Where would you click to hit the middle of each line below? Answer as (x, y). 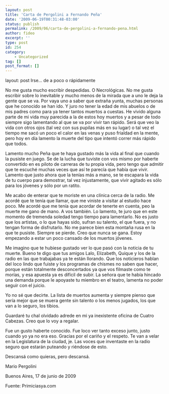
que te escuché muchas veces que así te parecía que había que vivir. (77, 170)
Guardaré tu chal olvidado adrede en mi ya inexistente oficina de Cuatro (80, 316)
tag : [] (13, 61)
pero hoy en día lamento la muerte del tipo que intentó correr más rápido (80, 139)
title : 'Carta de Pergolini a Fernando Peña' (54, 15)
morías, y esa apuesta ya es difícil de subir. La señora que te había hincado (83, 275)
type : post (17, 43)
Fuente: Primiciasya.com (31, 386)
